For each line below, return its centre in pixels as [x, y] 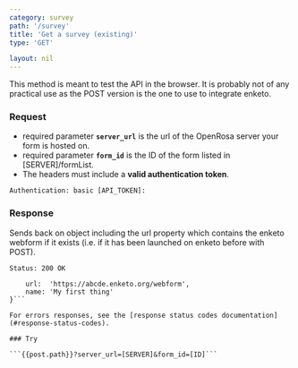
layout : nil [31, 59]
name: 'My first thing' [70, 292]
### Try [24, 338]
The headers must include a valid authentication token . [126, 175]
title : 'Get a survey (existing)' [74, 34]
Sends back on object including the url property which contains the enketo [147, 233]
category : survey [42, 17]
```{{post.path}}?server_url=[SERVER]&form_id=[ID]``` [114, 355]
